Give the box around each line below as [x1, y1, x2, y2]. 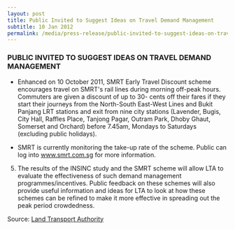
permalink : [7, 29, 39, 37]
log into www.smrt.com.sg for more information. [17, 150, 156, 159]
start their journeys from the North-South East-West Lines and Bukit [17, 99, 213, 108]
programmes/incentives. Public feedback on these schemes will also [17, 179, 215, 187]
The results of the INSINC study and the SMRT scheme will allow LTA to [17, 164, 224, 172]
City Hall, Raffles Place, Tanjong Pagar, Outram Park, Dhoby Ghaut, [17, 115, 211, 123]
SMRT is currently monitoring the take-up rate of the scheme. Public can [17, 143, 227, 151]
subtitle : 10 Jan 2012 [7, 23, 73, 30]
